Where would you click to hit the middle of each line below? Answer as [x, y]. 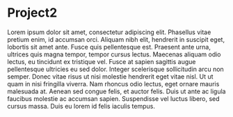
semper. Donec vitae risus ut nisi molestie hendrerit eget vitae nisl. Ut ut [110, 76]
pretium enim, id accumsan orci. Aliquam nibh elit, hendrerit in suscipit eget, [116, 39]
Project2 [32, 13]
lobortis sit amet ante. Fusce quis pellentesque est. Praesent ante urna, [109, 47]
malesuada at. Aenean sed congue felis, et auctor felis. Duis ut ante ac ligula [116, 91]
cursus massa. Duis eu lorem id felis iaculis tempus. [81, 106]
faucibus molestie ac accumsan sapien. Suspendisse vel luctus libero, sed [114, 98]
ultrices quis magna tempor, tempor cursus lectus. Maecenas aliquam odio [114, 54]
